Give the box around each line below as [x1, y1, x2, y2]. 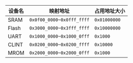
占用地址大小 [94, 8, 125, 14]
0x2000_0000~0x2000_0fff [29, 50, 90, 55]
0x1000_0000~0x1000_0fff [29, 34, 90, 39]
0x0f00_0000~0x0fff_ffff [29, 17, 90, 22]
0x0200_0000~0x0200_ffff [29, 42, 90, 47]
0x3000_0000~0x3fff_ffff [29, 25, 90, 31]
